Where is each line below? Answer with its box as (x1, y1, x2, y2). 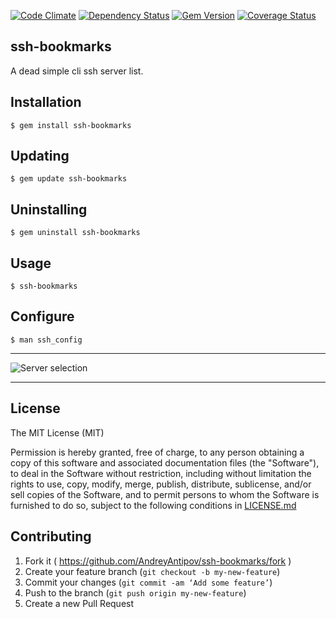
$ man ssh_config (10, 335, 83, 345)
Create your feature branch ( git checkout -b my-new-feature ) (24, 565, 281, 577)
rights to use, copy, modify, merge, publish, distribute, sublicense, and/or (10, 478, 312, 490)
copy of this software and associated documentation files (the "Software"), (10, 456, 320, 469)
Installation (10, 94, 82, 111)
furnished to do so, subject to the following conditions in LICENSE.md (10, 499, 297, 511)
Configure (10, 308, 75, 325)
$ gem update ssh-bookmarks (10, 174, 128, 184)
